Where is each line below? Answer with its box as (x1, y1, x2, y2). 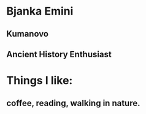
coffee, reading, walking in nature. (6, 98, 140, 108)
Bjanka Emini (6, 4, 74, 18)
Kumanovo (6, 29, 49, 39)
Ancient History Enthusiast (6, 49, 112, 59)
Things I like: (6, 74, 73, 88)
